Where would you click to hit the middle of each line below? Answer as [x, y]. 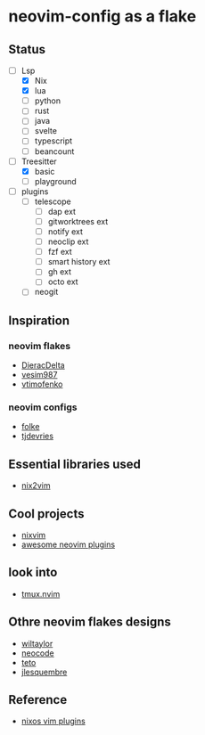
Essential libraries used [75, 464]
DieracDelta [43, 365]
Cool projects [46, 514]
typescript [53, 141]
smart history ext [79, 262]
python [48, 101]
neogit [46, 292]
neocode [37, 653]
